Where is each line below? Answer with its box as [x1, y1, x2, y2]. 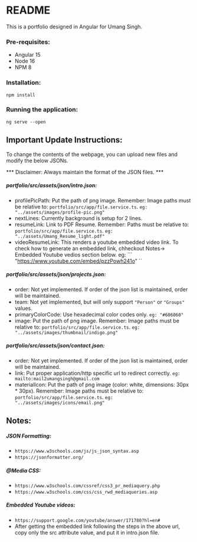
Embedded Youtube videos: [6, 501, 75, 508]
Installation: [6, 79, 41, 87]
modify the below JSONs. [6, 157, 68, 164]
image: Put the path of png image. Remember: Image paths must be [14, 317, 180, 324]
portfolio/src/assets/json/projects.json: [6, 271, 106, 278]
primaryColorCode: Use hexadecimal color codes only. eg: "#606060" [14, 311, 184, 318]
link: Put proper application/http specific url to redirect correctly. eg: [14, 370, 181, 377]
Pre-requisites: [6, 38, 50, 46]
